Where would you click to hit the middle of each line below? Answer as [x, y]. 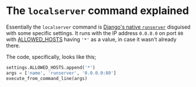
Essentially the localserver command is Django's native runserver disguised [98, 27]
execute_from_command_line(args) [47, 78]
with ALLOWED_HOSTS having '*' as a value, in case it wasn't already [91, 39]
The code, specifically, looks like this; [51, 57]
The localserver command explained [97, 11]
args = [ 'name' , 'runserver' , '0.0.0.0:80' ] [61, 73]
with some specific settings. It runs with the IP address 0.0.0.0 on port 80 [94, 33]
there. [13, 46]
